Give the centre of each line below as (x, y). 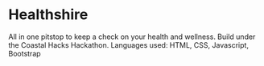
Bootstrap (25, 53)
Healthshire (48, 15)
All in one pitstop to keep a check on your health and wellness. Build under (132, 37)
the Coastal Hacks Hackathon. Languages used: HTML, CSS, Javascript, (129, 45)
